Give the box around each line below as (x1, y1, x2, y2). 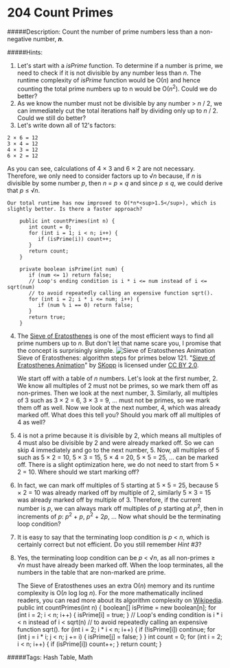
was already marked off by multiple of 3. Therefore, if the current (16, 496, 201, 504)
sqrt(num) (7, 284, 36, 290)
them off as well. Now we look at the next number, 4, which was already (16, 403, 221, 411)
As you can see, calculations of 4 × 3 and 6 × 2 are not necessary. (7, 164, 196, 172)
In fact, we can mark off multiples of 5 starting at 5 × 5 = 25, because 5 (16, 481, 219, 489)
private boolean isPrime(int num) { (19, 266, 125, 273)
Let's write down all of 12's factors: (16, 121, 117, 129)
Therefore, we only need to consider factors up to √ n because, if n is (7, 172, 202, 180)
